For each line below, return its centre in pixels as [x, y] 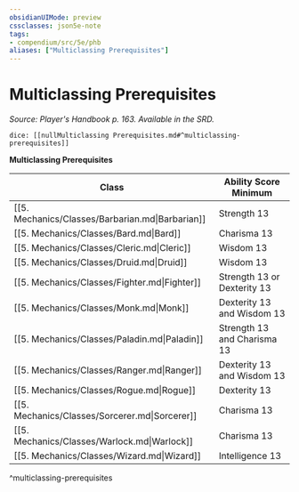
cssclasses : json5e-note [55, 26]
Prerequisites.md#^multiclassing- [177, 136]
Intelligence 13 [250, 456]
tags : [19, 34]
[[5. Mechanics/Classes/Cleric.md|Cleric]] [102, 248]
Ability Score [252, 181]
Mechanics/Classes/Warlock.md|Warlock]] [104, 441]
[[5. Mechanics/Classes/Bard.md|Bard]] [97, 234]
